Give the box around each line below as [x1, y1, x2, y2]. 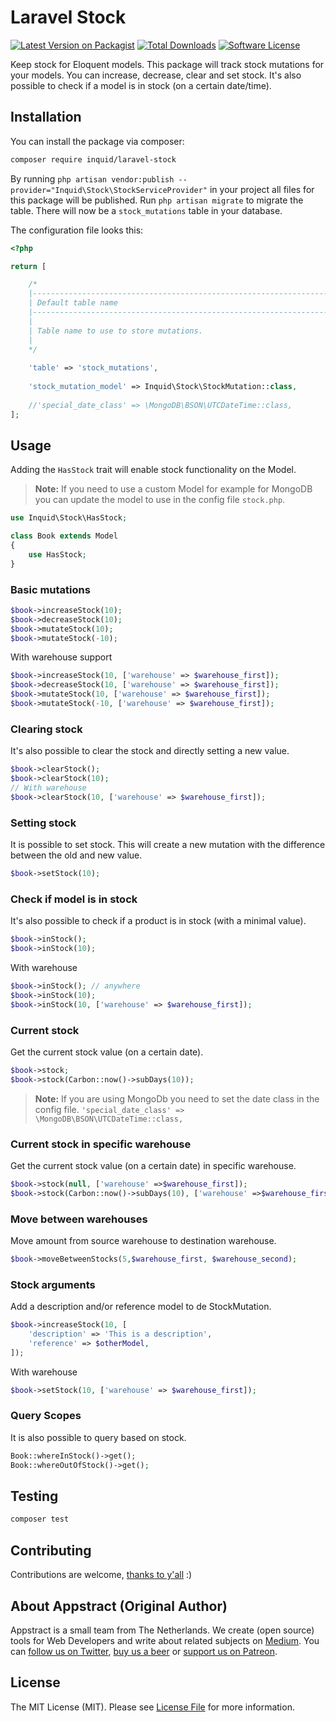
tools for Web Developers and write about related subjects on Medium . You [10, 1634, 320, 1646]
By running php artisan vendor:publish [10, 172, 175, 185]
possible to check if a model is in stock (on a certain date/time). [10, 79, 272, 91]
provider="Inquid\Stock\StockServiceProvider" [10, 185, 208, 195]
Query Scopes [10, 1409, 82, 1423]
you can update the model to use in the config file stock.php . [34, 494, 286, 506]
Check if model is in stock [10, 892, 138, 906]
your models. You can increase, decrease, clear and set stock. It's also [10, 69, 302, 81]
